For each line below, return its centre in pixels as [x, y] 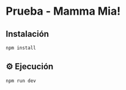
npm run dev [21, 81]
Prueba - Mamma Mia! [63, 11]
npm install [21, 48]
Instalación [28, 34]
